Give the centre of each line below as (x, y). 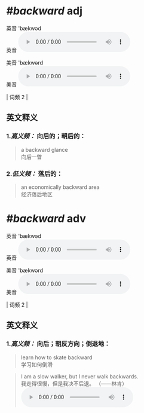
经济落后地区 (36, 194)
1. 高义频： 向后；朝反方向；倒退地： (58, 344)
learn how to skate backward (56, 357)
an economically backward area (60, 187)
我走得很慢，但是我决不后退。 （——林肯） (74, 383)
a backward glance (44, 149)
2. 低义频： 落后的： (34, 173)
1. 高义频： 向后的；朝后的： (46, 136)
